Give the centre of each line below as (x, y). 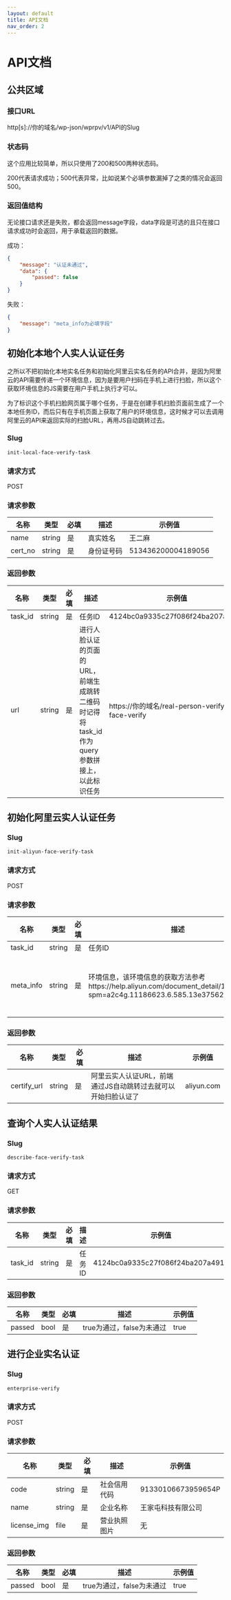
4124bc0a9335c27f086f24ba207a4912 (161, 1263)
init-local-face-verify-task (49, 452)
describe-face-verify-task (46, 1157)
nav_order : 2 (26, 26)
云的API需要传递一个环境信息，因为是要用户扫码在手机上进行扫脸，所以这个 (114, 379)
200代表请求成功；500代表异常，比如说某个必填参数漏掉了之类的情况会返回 (115, 178)
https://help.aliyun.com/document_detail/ (155, 986)
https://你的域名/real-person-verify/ (168, 706)
